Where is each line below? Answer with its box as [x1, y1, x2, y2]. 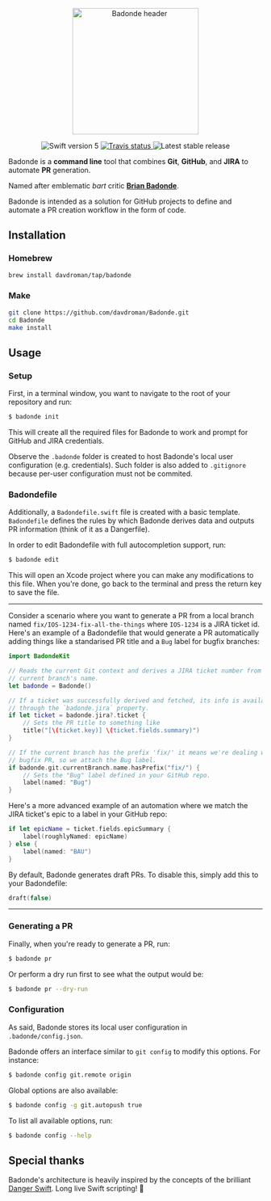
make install [8, 323, 52, 331]
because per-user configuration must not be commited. [8, 469, 194, 478]
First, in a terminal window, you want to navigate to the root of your [8, 389, 231, 398]
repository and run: [8, 397, 73, 407]
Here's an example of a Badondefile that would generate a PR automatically [8, 628, 260, 638]
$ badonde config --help [8, 1131, 92, 1140]
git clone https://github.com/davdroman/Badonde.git [8, 308, 190, 317]
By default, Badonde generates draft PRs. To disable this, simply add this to [8, 870, 259, 879]
